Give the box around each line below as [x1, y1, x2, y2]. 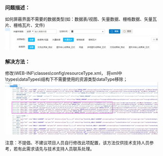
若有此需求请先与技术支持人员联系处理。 [13, 146, 95, 152]
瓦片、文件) [21, 22, 45, 28]
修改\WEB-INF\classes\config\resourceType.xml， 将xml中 [5, 70, 123, 76]
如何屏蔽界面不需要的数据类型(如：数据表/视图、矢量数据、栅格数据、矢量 [5, 16, 153, 22]
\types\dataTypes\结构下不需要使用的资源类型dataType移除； [5, 76, 128, 82]
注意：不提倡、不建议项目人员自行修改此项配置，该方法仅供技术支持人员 [5, 139, 149, 145]
